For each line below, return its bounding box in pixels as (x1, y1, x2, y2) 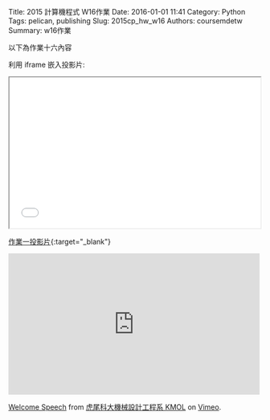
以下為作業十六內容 (8, 43, 72, 52)
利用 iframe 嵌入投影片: (8, 60, 86, 69)
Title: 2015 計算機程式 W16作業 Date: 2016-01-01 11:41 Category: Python (8, 7, 246, 16)
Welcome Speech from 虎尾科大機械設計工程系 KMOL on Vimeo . (8, 402, 222, 412)
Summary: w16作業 (8, 26, 72, 35)
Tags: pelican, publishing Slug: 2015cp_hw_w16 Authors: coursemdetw (8, 16, 243, 26)
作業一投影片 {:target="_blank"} (8, 237, 111, 246)
